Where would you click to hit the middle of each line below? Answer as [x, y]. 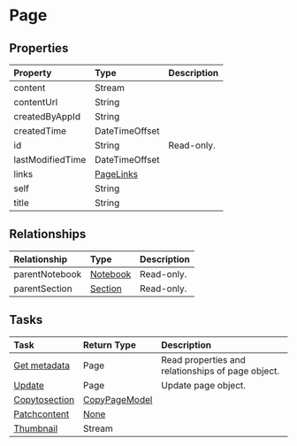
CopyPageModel [118, 399]
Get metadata [42, 365]
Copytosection [44, 399]
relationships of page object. [220, 371]
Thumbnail [36, 428]
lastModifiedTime [50, 160]
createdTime [40, 131]
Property [33, 73]
